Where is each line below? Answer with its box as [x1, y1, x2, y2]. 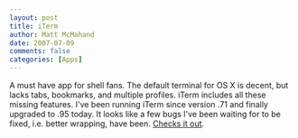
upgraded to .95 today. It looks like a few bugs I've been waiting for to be [9, 109, 282, 119]
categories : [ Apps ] [9, 55, 83, 64]
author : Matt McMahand [9, 30, 95, 39]
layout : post [9, 13, 59, 23]
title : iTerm [9, 22, 59, 31]
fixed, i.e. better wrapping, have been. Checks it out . [9, 118, 205, 129]
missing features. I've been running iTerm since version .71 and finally [9, 99, 269, 109]
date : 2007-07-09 [9, 38, 75, 48]
